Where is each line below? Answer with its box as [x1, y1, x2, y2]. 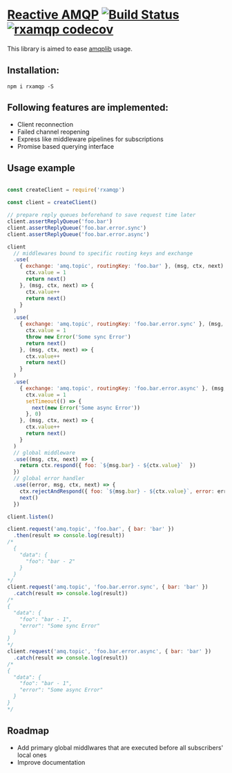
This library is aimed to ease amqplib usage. [7, 44, 133, 53]
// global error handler [13, 475, 85, 482]
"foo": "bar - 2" [25, 558, 76, 565]
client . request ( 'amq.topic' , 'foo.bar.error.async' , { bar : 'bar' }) [7, 648, 212, 655]
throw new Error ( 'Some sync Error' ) [25, 333, 131, 340]
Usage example [7, 162, 76, 174]
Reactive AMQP [7, 7, 99, 23]
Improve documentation [17, 758, 86, 766]
